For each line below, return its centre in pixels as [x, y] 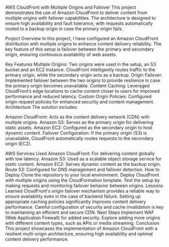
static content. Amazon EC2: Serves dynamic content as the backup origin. [83, 164]
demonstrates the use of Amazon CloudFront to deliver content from [76, 13]
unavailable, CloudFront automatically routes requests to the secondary [79, 138]
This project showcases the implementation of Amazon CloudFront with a [81, 228]
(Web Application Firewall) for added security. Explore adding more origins [83, 218]
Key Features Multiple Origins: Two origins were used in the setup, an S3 [81, 64]
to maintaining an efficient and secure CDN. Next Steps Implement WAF [80, 212]
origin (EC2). [18, 144]
